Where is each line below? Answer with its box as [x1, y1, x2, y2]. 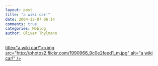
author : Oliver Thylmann [5, 31, 57, 36]
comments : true [5, 21, 37, 27]
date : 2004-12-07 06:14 [5, 17, 55, 22]
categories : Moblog [5, 26, 46, 31]
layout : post [5, 7, 33, 13]
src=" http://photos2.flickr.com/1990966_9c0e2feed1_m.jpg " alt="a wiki [5, 50, 153, 56]
